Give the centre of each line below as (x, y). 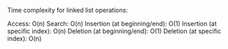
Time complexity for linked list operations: (67, 10)
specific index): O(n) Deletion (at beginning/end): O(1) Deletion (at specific (114, 31)
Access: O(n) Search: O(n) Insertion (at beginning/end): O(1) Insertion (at (112, 23)
